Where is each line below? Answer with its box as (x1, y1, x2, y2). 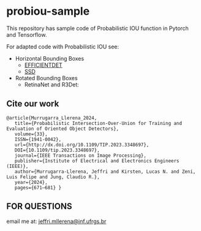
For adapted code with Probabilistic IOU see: (6, 43, 119, 50)
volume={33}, (14, 131, 48, 137)
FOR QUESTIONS (6, 201, 72, 212)
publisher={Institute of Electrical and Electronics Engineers (14, 157, 180, 164)
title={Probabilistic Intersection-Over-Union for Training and (14, 120, 183, 126)
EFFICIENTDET (24, 61, 63, 69)
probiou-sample (6, 4, 90, 18)
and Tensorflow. (6, 31, 47, 38)
